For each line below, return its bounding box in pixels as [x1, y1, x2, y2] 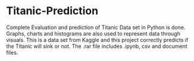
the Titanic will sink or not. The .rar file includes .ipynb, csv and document [6, 43, 187, 50]
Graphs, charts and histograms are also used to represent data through [6, 30, 180, 37]
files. [6, 49, 18, 56]
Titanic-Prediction [6, 4, 99, 18]
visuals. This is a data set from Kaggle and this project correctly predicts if [6, 36, 189, 43]
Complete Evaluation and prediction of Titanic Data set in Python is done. [6, 24, 186, 31]
